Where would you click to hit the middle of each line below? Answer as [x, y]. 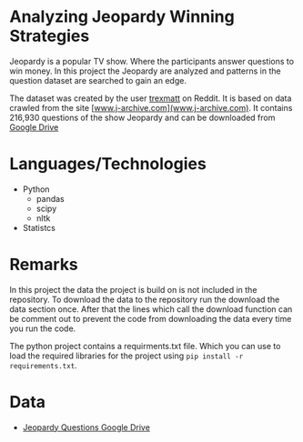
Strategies [50, 36]
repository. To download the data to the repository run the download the [145, 299]
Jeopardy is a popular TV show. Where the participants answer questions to [151, 61]
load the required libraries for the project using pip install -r [126, 356]
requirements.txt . [43, 365]
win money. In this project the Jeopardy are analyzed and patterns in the [145, 71]
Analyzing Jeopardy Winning [122, 17]
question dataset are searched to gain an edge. [98, 80]
